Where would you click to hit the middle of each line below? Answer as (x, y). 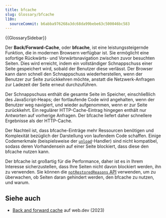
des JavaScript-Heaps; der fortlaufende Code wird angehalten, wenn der (80, 100)
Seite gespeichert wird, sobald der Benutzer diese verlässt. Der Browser (79, 69)
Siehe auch (23, 198)
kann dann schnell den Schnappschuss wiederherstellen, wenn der (74, 74)
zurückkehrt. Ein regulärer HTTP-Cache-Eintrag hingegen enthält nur (76, 110)
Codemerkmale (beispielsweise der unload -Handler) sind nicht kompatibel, (82, 141)
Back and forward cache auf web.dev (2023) (58, 211)
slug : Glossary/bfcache (30, 14)
